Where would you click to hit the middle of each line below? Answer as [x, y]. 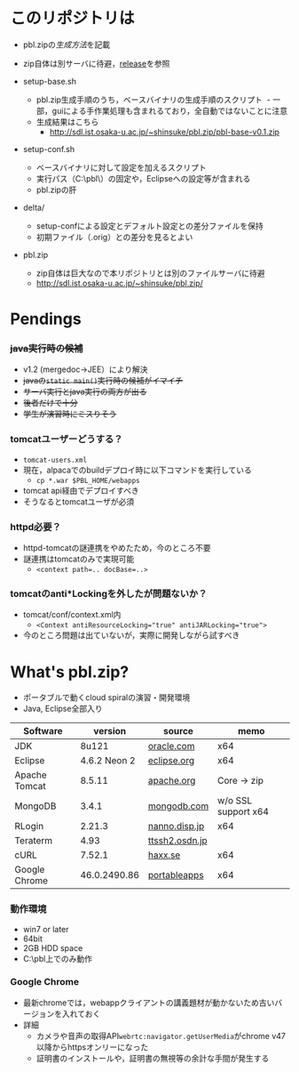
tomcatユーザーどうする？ [67, 439]
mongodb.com [178, 806]
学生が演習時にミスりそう [70, 414]
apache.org [172, 781]
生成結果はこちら [67, 122]
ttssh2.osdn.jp [177, 841]
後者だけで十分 [50, 403]
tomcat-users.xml [55, 460]
